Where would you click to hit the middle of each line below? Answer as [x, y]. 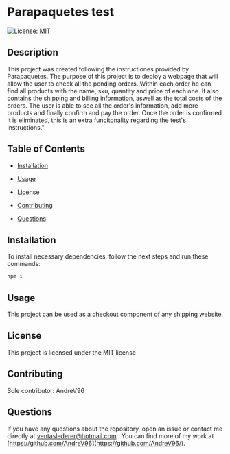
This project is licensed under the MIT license [71, 352]
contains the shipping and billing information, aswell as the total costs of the [115, 98]
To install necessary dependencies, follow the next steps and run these [108, 256]
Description [33, 52]
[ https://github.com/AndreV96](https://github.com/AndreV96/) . [96, 443]
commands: [24, 264]
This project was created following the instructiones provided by [98, 69]
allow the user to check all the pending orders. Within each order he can [109, 84]
